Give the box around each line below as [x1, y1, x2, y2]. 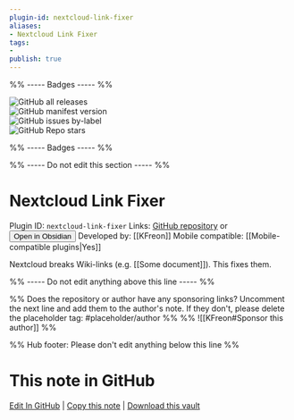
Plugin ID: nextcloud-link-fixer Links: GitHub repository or [9, 220, 228, 231]
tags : [9, 38, 29, 47]
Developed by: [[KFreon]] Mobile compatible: [77, 230, 244, 241]
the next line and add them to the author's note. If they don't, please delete [9, 303, 285, 314]
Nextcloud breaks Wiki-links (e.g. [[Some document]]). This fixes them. [9, 258, 273, 269]
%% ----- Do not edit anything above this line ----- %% [9, 276, 215, 287]
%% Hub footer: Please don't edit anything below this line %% [9, 339, 239, 349]
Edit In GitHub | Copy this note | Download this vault [9, 399, 201, 411]
